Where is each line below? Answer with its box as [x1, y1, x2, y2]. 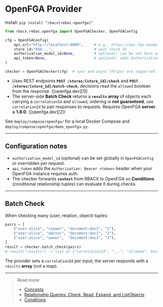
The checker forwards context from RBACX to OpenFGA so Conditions [12, 176, 154, 181]
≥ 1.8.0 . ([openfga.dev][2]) [12, 108, 66, 115]
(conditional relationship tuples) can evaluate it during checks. [12, 181, 137, 187]
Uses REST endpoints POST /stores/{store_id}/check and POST [12, 78, 138, 84]
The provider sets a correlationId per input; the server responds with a [5, 258, 148, 264]
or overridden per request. [12, 160, 65, 166]
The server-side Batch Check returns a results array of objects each [12, 93, 151, 99]
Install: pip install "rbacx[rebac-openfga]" [5, 19, 94, 25]
